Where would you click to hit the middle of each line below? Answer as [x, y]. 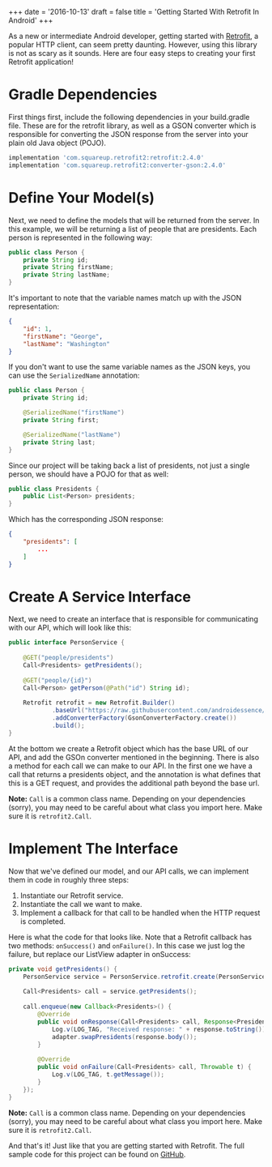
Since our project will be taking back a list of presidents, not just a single [129, 465]
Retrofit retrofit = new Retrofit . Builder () [99, 703]
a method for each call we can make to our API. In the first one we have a [130, 766]
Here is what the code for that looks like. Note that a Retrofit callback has [130, 937]
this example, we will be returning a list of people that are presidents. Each [133, 229]
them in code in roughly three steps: [69, 879]
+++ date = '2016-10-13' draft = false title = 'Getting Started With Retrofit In [134, 12]
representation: [34, 306]
